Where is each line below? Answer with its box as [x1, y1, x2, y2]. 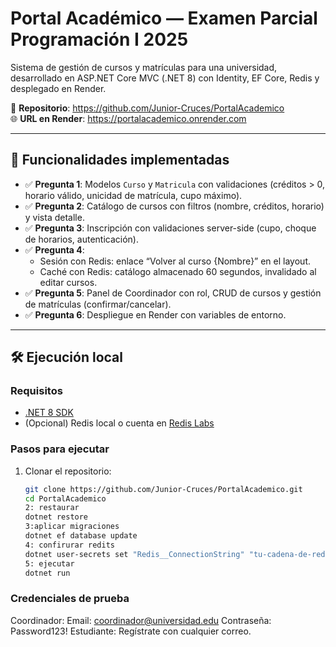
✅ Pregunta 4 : [24, 243, 85, 256]
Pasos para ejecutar [10, 442, 110, 456]
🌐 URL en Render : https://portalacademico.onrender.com [10, 112, 247, 124]
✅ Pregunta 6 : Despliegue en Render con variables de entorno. [24, 308, 287, 321]
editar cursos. [39, 276, 98, 288]
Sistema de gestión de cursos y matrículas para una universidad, [10, 61, 278, 73]
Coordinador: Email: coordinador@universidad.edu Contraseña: [10, 614, 272, 626]
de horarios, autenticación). [24, 233, 140, 245]
